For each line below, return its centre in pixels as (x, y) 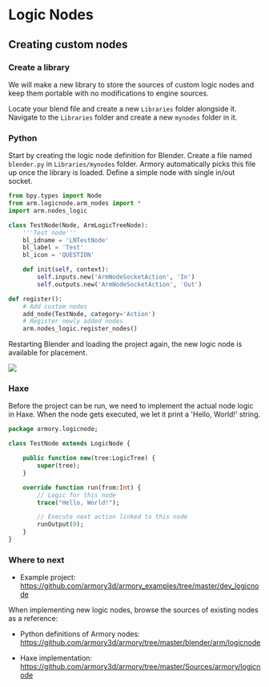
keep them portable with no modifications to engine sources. (109, 93)
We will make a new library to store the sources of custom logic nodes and (131, 84)
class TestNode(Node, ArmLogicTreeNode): (78, 225)
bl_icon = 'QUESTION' (58, 255)
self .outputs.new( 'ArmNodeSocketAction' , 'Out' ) (120, 284)
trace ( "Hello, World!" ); (78, 502)
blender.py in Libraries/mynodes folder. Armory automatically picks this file (132, 164)
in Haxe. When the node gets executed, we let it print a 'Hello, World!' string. (134, 414)
